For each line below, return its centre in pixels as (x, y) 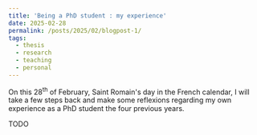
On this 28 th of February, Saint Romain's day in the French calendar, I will (129, 91)
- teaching (34, 61)
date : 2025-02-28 (37, 23)
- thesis (30, 46)
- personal (34, 68)
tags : (17, 38)
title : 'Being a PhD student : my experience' (88, 16)
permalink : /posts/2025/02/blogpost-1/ (75, 30)
